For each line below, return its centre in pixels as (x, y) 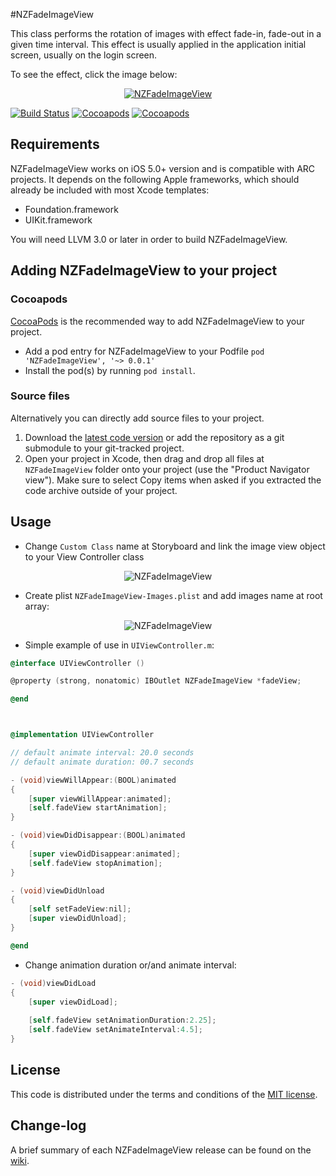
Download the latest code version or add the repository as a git (154, 437)
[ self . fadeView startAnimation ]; (98, 808)
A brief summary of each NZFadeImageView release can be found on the (161, 1150)
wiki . (20, 1160)
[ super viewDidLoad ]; (73, 1002)
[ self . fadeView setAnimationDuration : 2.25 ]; (122, 1020)
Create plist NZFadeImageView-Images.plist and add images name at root (173, 595)
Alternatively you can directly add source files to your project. (137, 418)
